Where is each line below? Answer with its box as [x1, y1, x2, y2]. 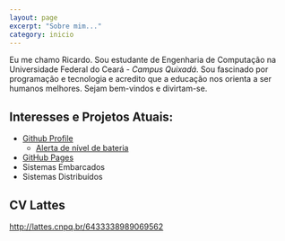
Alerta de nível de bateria [35, 143, 129, 154]
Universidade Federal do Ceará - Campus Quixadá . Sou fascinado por [9, 64, 269, 75]
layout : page [9, 13, 58, 22]
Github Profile [22, 133, 73, 144]
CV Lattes [9, 197, 65, 212]
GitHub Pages [22, 152, 74, 163]
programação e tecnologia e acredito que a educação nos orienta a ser [9, 74, 272, 85]
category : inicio [9, 30, 74, 39]
